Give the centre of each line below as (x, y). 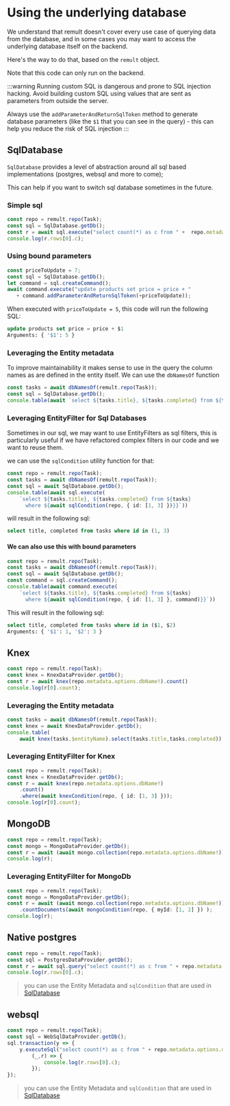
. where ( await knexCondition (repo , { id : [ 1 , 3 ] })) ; (96, 796)
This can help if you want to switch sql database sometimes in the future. (110, 187)
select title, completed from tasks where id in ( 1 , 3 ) (88, 531)
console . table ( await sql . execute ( (56, 492)
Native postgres (42, 937)
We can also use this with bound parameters (72, 546)
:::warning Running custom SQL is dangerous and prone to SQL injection (109, 86)
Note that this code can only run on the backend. (76, 73)
